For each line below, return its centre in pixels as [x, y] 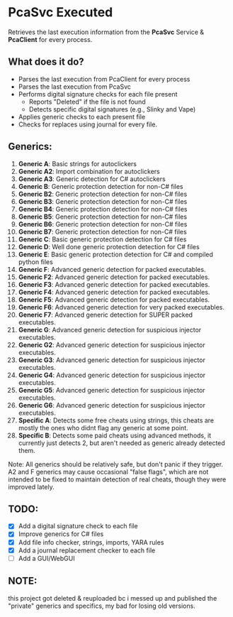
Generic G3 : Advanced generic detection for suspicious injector [112, 360]
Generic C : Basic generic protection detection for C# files [102, 239]
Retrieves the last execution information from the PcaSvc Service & [106, 32]
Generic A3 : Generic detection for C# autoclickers [92, 179]
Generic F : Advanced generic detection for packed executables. [112, 269]
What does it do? [46, 62]
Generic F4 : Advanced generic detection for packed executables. [114, 292]
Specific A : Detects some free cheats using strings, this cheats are [116, 420]
